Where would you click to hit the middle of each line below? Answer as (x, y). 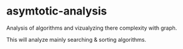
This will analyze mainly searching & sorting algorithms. (77, 39)
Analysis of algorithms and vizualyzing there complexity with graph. (92, 28)
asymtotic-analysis (57, 11)
